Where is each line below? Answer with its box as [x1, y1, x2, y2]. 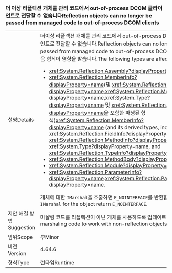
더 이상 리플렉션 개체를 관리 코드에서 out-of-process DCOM [5, 4, 147, 11]
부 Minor [40, 234, 59, 241]
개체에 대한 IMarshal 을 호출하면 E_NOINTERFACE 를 [40, 194, 153, 201]
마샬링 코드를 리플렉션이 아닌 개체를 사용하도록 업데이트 [40, 214, 167, 221]
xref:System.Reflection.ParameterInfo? [49, 169, 142, 176]
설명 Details [8, 116, 34, 123]
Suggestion [8, 224, 36, 232]
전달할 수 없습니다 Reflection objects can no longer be [21, 12, 153, 19]
